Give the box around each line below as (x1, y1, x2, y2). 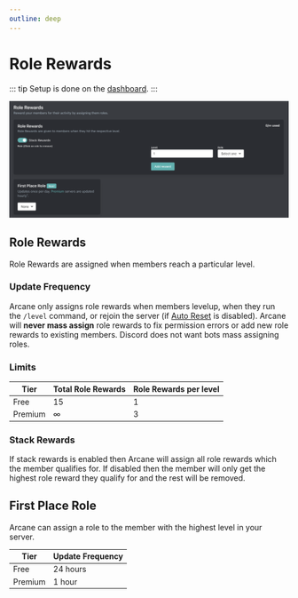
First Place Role (9, 498, 97, 514)
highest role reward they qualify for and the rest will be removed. (9, 472, 246, 483)
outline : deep (9, 14, 62, 23)
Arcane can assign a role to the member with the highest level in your (9, 522, 263, 532)
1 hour (52, 576, 78, 586)
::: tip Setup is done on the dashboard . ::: (9, 83, 158, 93)
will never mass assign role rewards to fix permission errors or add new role (9, 320, 289, 331)
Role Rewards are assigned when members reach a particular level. (9, 259, 255, 269)
